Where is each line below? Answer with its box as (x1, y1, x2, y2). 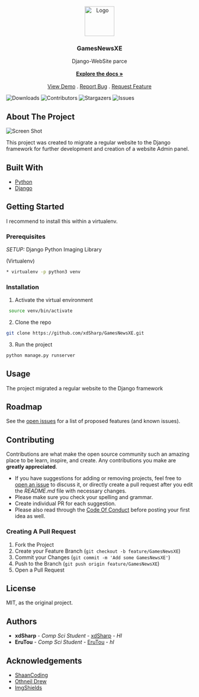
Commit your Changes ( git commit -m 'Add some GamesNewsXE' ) (14, 553, 171, 561)
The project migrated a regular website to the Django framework (6, 384, 163, 392)
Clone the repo (14, 318, 52, 326)
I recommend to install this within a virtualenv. (6, 217, 118, 225)
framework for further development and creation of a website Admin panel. (6, 146, 190, 153)
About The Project (6, 112, 75, 122)
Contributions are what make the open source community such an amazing (6, 450, 190, 458)
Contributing (6, 434, 54, 445)
